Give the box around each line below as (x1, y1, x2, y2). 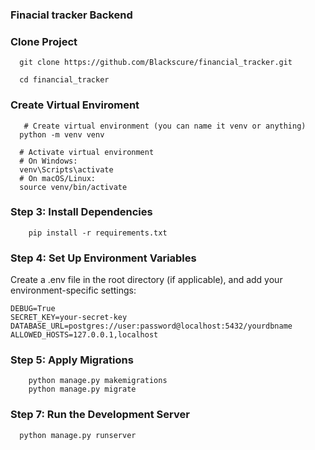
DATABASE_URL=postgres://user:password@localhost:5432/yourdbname (10, 321, 293, 332)
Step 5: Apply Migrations (10, 353, 134, 367)
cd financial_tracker (19, 75, 110, 85)
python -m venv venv (19, 129, 105, 140)
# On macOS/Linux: (19, 173, 97, 183)
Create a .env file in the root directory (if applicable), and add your (10, 274, 283, 286)
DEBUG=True (10, 304, 56, 314)
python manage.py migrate (28, 384, 137, 395)
